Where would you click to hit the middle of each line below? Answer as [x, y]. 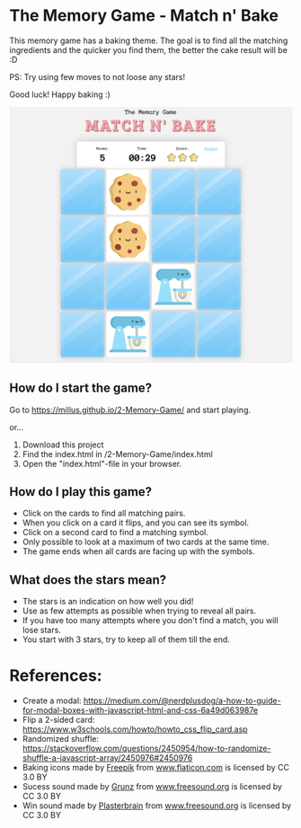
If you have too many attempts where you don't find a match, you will [150, 621]
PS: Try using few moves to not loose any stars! [97, 76]
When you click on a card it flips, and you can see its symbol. [136, 523]
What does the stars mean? [88, 580]
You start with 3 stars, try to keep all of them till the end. [126, 639]
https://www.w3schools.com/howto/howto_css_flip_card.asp [135, 729]
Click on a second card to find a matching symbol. [115, 533]
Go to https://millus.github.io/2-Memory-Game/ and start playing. [130, 410]
